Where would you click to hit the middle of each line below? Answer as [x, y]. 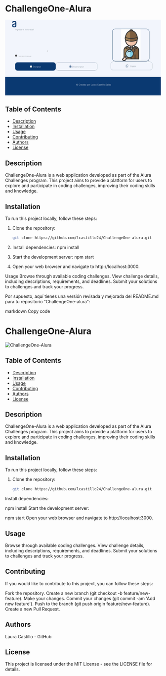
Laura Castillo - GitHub [28, 636]
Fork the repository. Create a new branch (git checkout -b [64, 593]
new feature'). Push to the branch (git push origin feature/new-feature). [78, 604]
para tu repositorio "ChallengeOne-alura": [48, 301]
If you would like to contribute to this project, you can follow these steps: [79, 583]
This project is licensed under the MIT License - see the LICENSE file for [79, 664]
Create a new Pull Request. [33, 609]
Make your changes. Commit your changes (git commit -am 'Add [89, 598]
